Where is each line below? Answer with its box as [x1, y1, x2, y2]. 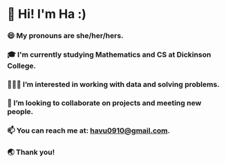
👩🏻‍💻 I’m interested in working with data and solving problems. [7, 79, 220, 89]
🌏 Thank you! [7, 147, 55, 157]
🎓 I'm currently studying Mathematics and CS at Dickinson [7, 50, 211, 59]
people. [7, 106, 34, 116]
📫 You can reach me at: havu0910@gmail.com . [7, 126, 171, 135]
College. [7, 61, 37, 71]
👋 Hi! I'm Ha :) [7, 6, 86, 22]
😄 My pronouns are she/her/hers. [7, 31, 124, 41]
